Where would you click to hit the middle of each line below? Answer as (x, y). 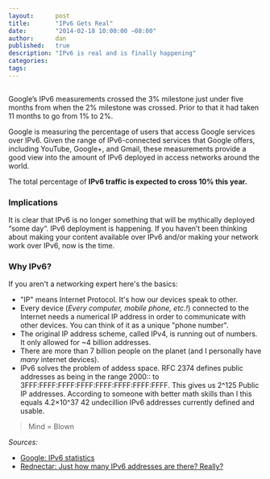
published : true (39, 46)
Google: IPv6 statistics (57, 458)
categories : (28, 61)
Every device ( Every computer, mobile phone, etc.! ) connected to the (135, 308)
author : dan (37, 38)
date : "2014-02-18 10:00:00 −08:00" (83, 31)
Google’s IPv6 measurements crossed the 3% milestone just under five (126, 98)
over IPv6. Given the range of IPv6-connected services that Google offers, (132, 140)
